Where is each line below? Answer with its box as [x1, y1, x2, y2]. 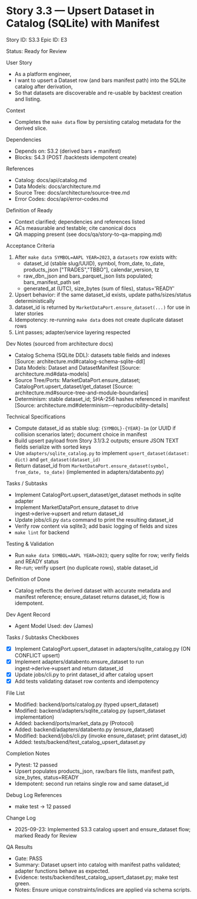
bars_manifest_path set [23, 278, 81, 285]
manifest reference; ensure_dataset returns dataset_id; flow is [14, 593, 165, 600]
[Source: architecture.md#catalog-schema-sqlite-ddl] [14, 358, 145, 365]
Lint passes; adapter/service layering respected [14, 328, 131, 335]
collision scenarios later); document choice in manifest [14, 430, 148, 437]
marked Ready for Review [14, 832, 78, 839]
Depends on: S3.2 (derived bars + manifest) [14, 147, 122, 154]
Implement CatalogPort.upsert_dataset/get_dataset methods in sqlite [14, 491, 181, 498]
